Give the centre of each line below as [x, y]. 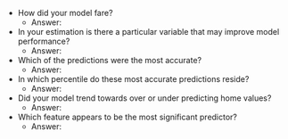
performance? [44, 41]
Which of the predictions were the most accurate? [110, 60]
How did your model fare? [65, 13]
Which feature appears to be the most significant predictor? [128, 117]
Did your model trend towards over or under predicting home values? [144, 98]
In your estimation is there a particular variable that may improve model [148, 32]
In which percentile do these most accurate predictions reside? [133, 79]
